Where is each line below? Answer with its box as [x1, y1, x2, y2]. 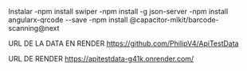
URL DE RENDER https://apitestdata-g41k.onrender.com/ [8, 54, 194, 63]
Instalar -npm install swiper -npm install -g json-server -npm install [8, 7, 229, 16]
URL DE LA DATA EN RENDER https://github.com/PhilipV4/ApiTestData [8, 39, 239, 48]
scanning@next [8, 24, 60, 32]
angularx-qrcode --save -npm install [8, 15, 128, 24]
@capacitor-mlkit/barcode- [129, 15, 219, 24]
